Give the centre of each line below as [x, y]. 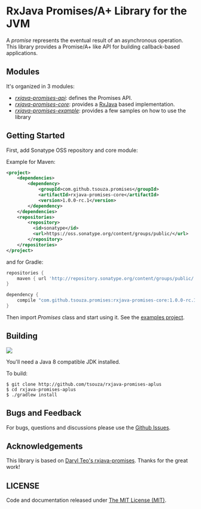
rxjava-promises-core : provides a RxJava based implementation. [95, 104]
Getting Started [36, 136]
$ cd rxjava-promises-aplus [41, 389]
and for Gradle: [25, 262]
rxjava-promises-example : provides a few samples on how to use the [100, 110]
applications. [22, 53]
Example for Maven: [31, 161]
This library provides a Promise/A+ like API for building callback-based [93, 47]
